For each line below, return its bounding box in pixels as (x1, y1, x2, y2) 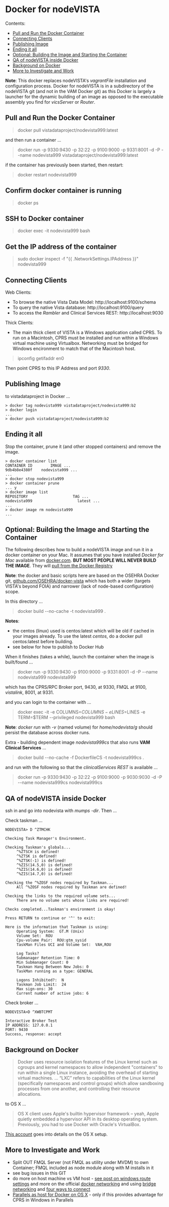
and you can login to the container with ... (5, 699, 92, 705)
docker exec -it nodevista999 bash (17, 228, 91, 234)
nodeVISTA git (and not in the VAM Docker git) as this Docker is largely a (5, 88, 156, 94)
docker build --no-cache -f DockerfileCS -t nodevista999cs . (17, 754, 144, 761)
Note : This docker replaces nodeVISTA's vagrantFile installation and (5, 77, 146, 83)
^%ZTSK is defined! (16, 854, 57, 859)
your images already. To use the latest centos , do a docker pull (12, 633, 143, 639)
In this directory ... (5, 598, 43, 605)
